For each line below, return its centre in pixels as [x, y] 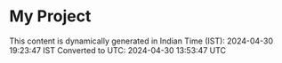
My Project [50, 16]
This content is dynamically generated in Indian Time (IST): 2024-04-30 [141, 41]
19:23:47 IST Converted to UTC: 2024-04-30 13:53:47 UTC [118, 50]
